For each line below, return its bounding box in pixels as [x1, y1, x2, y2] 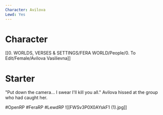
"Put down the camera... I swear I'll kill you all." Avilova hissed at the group [5, 89, 158, 95]
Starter [5, 73, 35, 84]
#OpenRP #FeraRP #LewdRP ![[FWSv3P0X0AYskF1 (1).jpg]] [5, 104, 127, 110]
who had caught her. [5, 94, 48, 100]
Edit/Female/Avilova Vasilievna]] [5, 55, 71, 61]
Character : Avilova [5, 7, 46, 12]
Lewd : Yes [5, 12, 26, 17]
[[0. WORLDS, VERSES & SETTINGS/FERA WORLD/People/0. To [5, 50, 136, 56]
